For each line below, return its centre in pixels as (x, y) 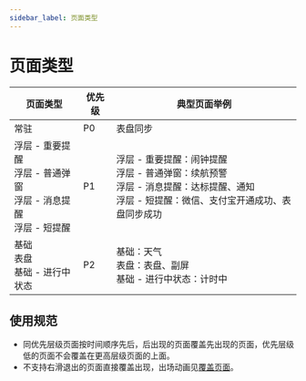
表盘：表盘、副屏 (153, 265)
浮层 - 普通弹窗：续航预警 (172, 172)
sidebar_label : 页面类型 (54, 18)
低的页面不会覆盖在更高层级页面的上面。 (98, 355)
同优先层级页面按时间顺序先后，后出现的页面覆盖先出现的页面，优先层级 (158, 345)
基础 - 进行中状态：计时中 (172, 279)
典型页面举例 (204, 104)
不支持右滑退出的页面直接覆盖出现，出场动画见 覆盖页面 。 (130, 367)
